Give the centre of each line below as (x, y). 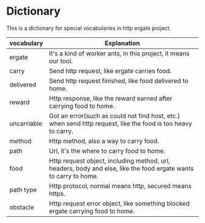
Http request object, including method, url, (110, 161)
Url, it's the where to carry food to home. (107, 150)
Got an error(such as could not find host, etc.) (115, 116)
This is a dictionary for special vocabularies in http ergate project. (89, 28)
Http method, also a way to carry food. (104, 141)
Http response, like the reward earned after (111, 98)
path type (23, 189)
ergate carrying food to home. (92, 211)
